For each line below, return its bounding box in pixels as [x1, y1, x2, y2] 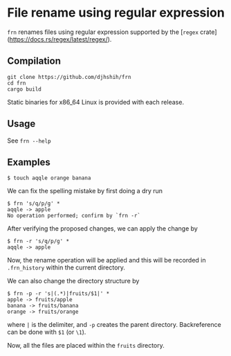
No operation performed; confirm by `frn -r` [7, 213, 140, 220]
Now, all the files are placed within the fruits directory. [7, 341, 165, 350]
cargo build [7, 85, 41, 93]
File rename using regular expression [7, 5, 225, 21]
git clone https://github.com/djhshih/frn [7, 73, 131, 80]
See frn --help [7, 136, 51, 145]
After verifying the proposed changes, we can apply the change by [7, 224, 198, 233]
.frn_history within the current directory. [7, 263, 126, 272]
